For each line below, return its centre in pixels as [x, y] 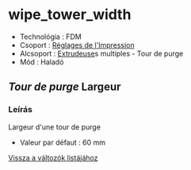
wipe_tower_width [70, 15]
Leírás [21, 110]
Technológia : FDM [50, 37]
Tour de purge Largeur [65, 87]
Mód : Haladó [42, 62]
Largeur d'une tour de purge [55, 127]
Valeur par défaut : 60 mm [62, 142]
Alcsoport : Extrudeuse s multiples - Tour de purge [101, 53]
